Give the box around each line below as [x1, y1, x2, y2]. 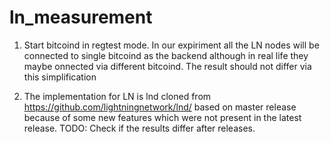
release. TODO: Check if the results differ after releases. [23, 122, 256, 134]
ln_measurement [9, 6, 153, 29]
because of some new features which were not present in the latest [23, 111, 302, 123]
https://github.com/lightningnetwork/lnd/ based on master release [23, 101, 297, 113]
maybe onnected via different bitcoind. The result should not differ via [23, 60, 312, 72]
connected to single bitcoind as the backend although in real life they [23, 49, 309, 61]
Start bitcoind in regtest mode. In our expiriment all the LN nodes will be [23, 39, 320, 51]
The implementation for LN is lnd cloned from [23, 90, 212, 102]
